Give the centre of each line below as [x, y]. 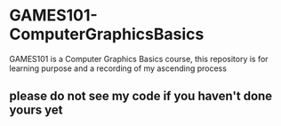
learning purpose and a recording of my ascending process [118, 68]
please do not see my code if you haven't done [141, 96]
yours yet [36, 110]
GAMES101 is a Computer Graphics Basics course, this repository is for [139, 59]
